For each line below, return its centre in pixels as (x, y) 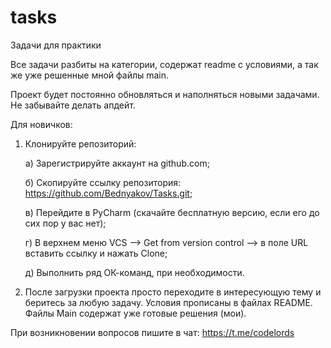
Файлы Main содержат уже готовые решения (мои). (135, 313)
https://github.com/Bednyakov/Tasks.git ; (108, 193)
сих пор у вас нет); (65, 223)
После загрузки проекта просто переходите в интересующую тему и (173, 292)
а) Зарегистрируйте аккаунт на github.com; (117, 163)
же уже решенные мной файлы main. (90, 75)
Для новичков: (41, 124)
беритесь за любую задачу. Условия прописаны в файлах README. (168, 302)
